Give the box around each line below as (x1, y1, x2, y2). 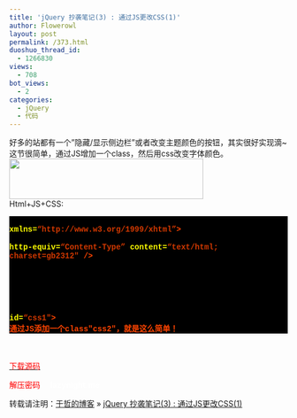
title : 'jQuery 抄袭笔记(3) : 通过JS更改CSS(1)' (9, 12, 181, 22)
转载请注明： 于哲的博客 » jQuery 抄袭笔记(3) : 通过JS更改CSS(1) (9, 399, 243, 409)
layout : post (9, 29, 57, 38)
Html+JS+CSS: (9, 198, 64, 209)
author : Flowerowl (9, 21, 77, 30)
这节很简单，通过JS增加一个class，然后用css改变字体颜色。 (9, 148, 228, 159)
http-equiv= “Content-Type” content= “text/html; (9, 243, 219, 252)
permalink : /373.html (9, 37, 89, 47)
